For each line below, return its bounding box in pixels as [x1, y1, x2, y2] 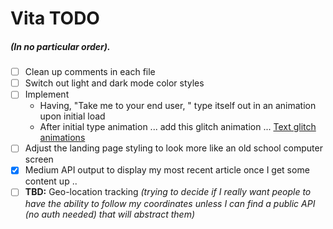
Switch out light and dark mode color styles [24, 77, 205, 89]
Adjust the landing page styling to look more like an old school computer [24, 142, 323, 154]
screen [24, 153, 54, 166]
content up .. [24, 175, 78, 187]
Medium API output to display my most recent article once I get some [24, 164, 310, 176]
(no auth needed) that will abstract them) [24, 208, 196, 220]
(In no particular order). [10, 40, 111, 52]
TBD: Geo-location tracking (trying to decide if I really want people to [24, 186, 312, 198]
